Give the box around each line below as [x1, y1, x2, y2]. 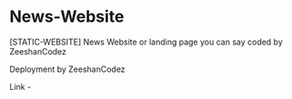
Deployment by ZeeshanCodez [9, 64, 126, 74]
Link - [9, 81, 32, 92]
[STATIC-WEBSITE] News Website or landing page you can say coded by [9, 36, 284, 47]
